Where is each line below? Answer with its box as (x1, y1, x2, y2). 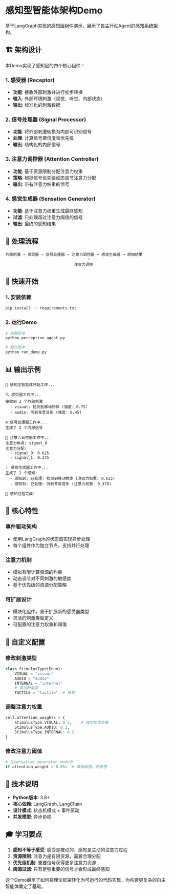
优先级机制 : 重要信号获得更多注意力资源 (12, 860, 96, 866)
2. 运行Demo (5, 319, 37, 326)
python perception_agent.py (5, 336, 66, 341)
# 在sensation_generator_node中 (5, 760, 73, 765)
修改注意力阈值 (5, 747, 42, 754)
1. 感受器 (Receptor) (5, 76, 55, 84)
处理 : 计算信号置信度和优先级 (12, 135, 74, 141)
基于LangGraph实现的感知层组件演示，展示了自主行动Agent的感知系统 (5, 23, 154, 29)
